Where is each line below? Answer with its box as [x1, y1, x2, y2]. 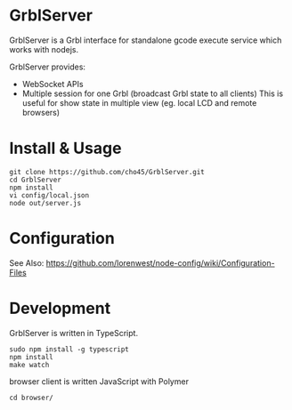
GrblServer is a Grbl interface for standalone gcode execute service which [9, 35, 282, 45]
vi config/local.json [9, 190, 90, 200]
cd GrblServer [9, 175, 62, 184]
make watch [9, 360, 50, 369]
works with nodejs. [9, 44, 78, 54]
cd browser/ [9, 393, 53, 402]
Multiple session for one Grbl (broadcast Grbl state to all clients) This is [21, 88, 283, 99]
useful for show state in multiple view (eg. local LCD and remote [21, 97, 257, 108]
